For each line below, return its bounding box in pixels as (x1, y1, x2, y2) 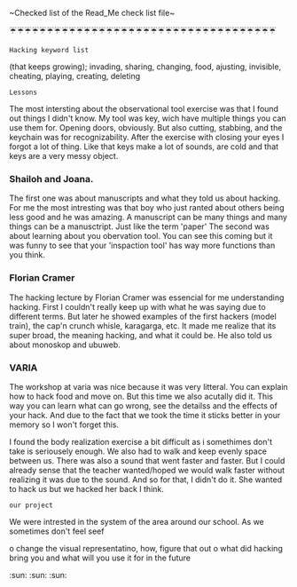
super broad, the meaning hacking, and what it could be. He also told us (9, 329, 272, 340)
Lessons (9, 88, 38, 97)
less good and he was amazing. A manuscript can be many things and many (9, 212, 288, 223)
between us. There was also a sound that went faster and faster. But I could (9, 455, 285, 465)
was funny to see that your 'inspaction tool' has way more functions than (9, 240, 276, 251)
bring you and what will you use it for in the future (9, 552, 191, 563)
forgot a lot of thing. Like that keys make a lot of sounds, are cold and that (9, 141, 279, 152)
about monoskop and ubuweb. (9, 339, 121, 350)
